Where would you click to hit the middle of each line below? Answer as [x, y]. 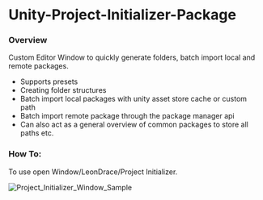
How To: [25, 154]
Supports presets [49, 81]
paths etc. [37, 133]
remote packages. [38, 66]
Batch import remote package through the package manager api [127, 116]
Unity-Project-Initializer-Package [123, 15]
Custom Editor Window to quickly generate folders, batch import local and [132, 57]
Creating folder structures [63, 90]
